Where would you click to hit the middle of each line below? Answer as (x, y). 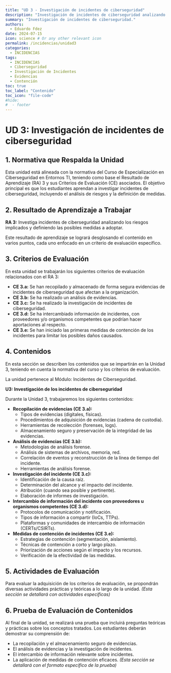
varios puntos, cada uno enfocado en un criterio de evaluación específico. (83, 243)
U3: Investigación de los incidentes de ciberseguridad (64, 389)
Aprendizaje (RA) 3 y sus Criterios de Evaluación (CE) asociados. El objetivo (85, 183)
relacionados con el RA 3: (32, 277)
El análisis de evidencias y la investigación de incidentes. (72, 649)
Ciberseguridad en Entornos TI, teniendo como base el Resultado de (77, 178)
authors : (15, 24)
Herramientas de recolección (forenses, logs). (69, 425)
